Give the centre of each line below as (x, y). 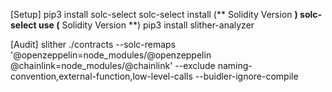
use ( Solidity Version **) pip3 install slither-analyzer (146, 25)
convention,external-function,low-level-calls (101, 76)
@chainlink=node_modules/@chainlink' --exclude (113, 65)
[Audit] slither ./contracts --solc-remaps (93, 44)
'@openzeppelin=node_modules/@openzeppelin (111, 55)
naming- (235, 65)
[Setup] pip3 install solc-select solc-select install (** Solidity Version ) (154, 14)
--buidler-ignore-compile (246, 76)
